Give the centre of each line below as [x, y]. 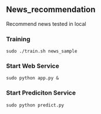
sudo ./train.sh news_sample [42, 51]
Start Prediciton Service [41, 93]
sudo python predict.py [35, 105]
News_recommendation [51, 10]
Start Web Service [33, 66]
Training [18, 39]
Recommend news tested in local [46, 24]
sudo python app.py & [33, 78]
